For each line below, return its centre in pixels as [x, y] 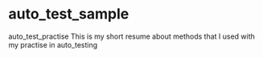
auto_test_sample [69, 14]
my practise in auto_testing [53, 44]
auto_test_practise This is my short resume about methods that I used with [132, 36]
